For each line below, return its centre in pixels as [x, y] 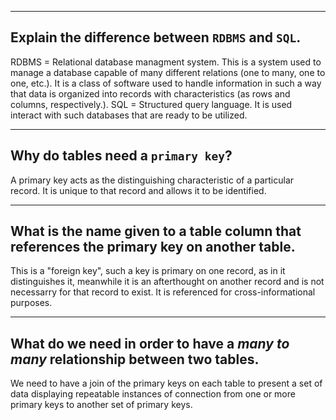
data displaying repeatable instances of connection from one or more [153, 394]
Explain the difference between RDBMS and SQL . [156, 37]
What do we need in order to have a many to [150, 343]
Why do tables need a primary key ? [121, 156]
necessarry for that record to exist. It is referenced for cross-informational [163, 292]
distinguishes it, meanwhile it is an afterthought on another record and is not [167, 282]
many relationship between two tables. [135, 359]
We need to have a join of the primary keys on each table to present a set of [166, 383]
